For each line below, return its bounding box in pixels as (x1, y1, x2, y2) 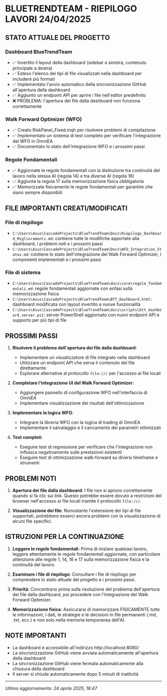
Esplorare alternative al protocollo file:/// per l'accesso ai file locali (19, 370, 161, 376)
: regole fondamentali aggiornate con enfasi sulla (32, 285, 133, 291)
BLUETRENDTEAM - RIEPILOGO (5, 3, 138, 14)
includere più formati (12, 76, 55, 82)
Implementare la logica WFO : (12, 410, 74, 416)
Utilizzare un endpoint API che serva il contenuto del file (19, 360, 135, 366)
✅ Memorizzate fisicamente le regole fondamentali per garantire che (12, 184, 153, 190)
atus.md (12, 252, 28, 258)
